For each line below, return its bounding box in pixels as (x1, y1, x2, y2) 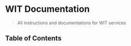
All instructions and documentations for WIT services (17, 20, 127, 26)
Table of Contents (5, 34, 62, 43)
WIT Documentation (5, 3, 90, 15)
